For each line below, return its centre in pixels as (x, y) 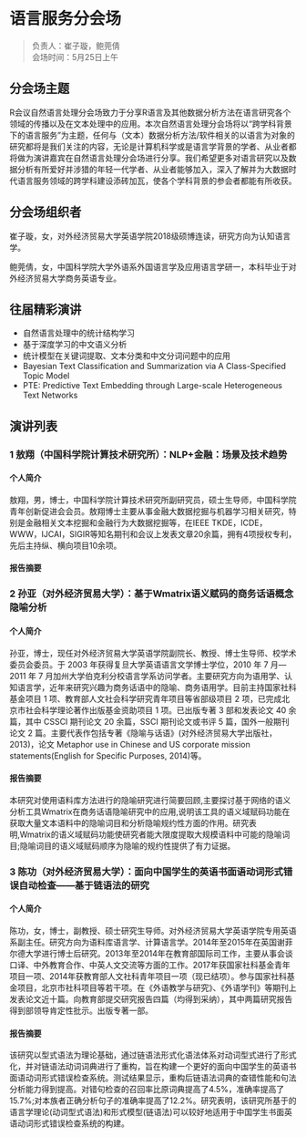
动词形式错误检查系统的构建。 (73, 1123)
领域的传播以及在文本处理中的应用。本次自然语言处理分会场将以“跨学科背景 (151, 123)
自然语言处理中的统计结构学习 (78, 333)
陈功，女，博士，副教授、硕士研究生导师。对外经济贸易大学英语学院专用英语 (153, 930)
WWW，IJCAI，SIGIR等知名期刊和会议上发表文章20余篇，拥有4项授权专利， (153, 533)
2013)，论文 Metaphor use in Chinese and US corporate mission (130, 744)
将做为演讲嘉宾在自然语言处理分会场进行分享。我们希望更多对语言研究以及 (149, 158)
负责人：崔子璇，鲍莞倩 (76, 46)
